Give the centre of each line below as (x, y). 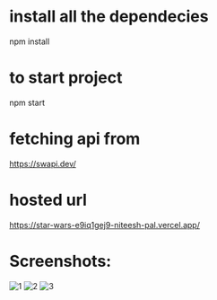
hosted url (48, 200)
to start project (66, 78)
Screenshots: (61, 261)
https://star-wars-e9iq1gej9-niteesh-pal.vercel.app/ (104, 225)
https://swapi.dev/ (43, 163)
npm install (30, 41)
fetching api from (75, 139)
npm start (27, 102)
